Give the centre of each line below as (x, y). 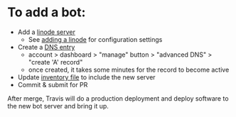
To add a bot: (47, 12)
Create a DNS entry (46, 47)
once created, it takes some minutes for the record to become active (129, 69)
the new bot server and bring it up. (58, 106)
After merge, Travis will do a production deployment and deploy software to (118, 98)
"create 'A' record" (55, 62)
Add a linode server (47, 32)
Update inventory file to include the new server (86, 77)
